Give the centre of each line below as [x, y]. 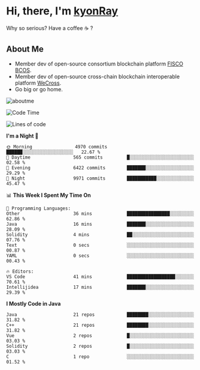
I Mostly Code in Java [34, 303]
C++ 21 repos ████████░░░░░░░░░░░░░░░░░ [100, 325]
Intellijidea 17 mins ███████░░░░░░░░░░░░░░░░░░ [100, 287]
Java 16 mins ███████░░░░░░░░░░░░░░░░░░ [100, 224]
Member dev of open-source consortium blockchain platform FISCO [99, 64]
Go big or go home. [39, 89]
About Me [25, 49]
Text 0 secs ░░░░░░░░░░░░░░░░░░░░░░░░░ [100, 245]
